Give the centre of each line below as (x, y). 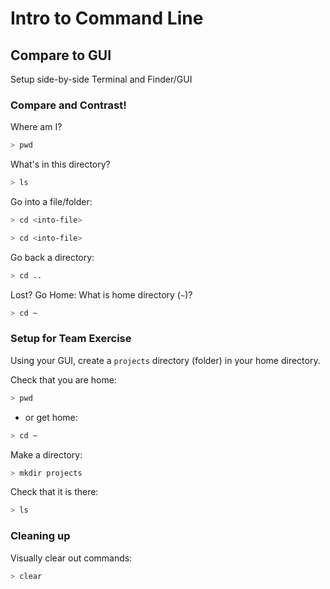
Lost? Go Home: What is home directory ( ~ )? (101, 294)
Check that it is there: (54, 492)
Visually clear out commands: (71, 558)
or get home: (51, 417)
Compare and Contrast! (68, 105)
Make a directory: (46, 454)
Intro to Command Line (107, 18)
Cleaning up (40, 536)
